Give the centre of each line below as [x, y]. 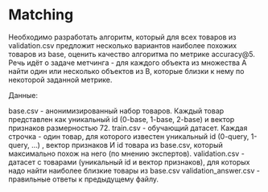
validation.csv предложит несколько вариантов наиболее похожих [123, 45]
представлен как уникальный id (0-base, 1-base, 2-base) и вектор [122, 119]
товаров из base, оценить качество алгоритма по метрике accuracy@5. [132, 54]
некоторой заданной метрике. [60, 80]
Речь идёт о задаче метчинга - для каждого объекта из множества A [128, 63]
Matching [41, 15]
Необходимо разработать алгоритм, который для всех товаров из [122, 37]
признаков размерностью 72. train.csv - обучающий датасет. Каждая [128, 128]
